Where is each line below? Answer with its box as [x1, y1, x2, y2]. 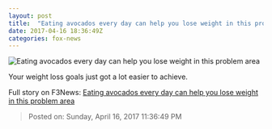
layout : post [8, 11, 53, 20]
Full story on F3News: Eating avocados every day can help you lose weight [8, 88, 259, 98]
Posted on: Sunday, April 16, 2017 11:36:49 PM [28, 112, 182, 122]
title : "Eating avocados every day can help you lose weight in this [8, 19, 252, 27]
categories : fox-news [8, 34, 82, 43]
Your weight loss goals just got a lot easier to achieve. [8, 72, 189, 81]
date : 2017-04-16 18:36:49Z [8, 27, 104, 35]
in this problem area [8, 96, 75, 106]
